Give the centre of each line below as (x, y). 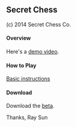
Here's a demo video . (33, 52)
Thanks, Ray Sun (27, 117)
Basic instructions (28, 79)
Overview (19, 38)
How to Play (22, 65)
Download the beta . (31, 106)
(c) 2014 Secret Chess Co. (39, 24)
